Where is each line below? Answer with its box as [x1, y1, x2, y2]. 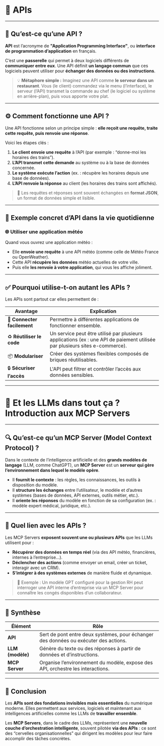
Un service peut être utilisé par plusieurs [49, 330, 143, 337]
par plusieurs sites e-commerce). [49, 342, 127, 349]
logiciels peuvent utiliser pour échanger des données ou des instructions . [5, 68, 156, 74]
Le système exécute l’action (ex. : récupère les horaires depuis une [12, 170, 149, 176]
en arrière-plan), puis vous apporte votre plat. [17, 93, 109, 99]
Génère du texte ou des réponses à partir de [39, 645, 141, 652]
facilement [7, 322, 33, 329]
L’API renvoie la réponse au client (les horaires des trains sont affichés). [12, 180, 158, 186]
